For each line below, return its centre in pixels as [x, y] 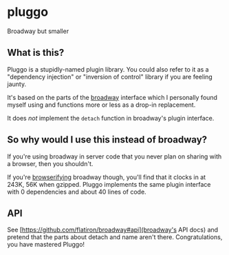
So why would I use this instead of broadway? [107, 140]
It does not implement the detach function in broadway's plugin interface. [111, 118]
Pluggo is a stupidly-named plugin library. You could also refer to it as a [108, 69]
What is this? [36, 53]
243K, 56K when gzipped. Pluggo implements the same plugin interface [109, 184]
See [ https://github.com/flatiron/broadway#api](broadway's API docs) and [113, 230]
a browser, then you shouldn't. [50, 163]
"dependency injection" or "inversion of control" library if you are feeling [110, 76]
